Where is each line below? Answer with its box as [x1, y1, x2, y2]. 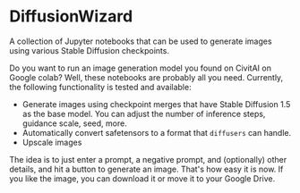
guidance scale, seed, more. [21, 118, 127, 129]
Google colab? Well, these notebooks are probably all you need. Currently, [9, 71, 284, 82]
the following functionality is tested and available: [9, 81, 192, 92]
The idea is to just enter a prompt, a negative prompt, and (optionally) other [9, 154, 287, 164]
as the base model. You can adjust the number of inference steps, [21, 108, 266, 119]
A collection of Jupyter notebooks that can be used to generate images [9, 36, 272, 46]
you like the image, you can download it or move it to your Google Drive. [9, 172, 276, 184]
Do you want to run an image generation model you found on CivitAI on [9, 63, 271, 73]
